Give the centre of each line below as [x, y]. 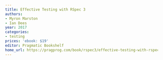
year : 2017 [16, 28]
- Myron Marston [21, 18]
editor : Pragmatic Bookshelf [34, 45]
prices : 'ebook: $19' [27, 41]
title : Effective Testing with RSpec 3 [45, 9]
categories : [17, 32]
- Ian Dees [16, 23]
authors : [14, 14]
